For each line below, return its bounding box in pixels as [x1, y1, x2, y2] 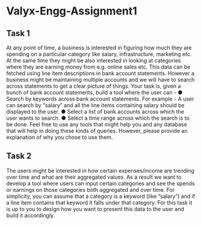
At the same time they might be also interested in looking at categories [6, 57, 181, 64]
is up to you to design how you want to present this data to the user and [6, 205, 185, 212]
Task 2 [6, 151, 32, 161]
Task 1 [6, 28, 30, 39]
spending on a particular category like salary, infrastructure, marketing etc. [6, 51, 192, 58]
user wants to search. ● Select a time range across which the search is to [6, 114, 190, 122]
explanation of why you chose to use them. [6, 134, 113, 141]
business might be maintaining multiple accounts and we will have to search [6, 76, 195, 83]
